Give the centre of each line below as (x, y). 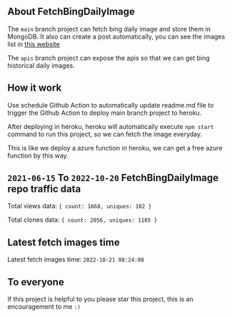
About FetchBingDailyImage (71, 12)
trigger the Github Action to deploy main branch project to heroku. (105, 113)
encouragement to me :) (44, 307)
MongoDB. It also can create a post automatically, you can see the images (116, 36)
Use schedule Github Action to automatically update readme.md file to (111, 105)
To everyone (36, 282)
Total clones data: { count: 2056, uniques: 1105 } (82, 220)
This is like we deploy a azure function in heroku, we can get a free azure (115, 148)
